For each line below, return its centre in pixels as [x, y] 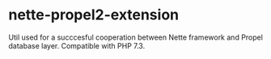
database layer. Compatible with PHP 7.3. [77, 45]
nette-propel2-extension [94, 15]
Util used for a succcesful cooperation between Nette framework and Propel [135, 37]
